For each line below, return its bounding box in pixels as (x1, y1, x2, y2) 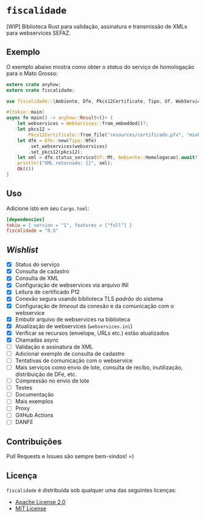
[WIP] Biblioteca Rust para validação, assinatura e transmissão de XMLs (6, 23, 187, 30)
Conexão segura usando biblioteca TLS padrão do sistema (15, 295, 164, 303)
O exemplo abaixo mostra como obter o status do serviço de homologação (6, 63, 195, 70)
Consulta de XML (15, 275, 59, 282)
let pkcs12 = (17, 126, 51, 132)
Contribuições (6, 436, 62, 447)
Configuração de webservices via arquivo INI (15, 281, 129, 289)
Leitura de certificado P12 (15, 289, 81, 296)
